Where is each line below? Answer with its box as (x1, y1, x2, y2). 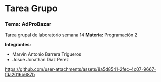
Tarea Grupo (5, 3, 58, 14)
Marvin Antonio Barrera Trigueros (12, 51, 81, 57)
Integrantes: (5, 42, 31, 48)
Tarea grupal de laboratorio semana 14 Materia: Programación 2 (5, 32, 138, 38)
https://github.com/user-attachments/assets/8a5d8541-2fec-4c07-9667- (5, 66, 156, 72)
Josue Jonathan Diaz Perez (12, 57, 69, 63)
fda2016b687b (5, 72, 35, 78)
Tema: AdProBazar (5, 21, 52, 28)
